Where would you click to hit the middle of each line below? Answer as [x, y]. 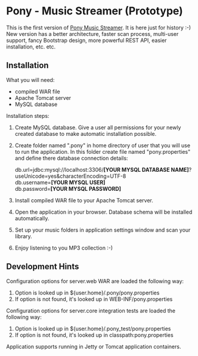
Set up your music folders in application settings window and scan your [103, 230]
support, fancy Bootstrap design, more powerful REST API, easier [86, 40]
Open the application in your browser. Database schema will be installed [103, 212]
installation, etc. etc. [31, 47]
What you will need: [30, 80]
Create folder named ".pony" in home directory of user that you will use [103, 145]
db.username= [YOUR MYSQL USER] [60, 182]
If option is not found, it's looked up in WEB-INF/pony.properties [94, 299]
